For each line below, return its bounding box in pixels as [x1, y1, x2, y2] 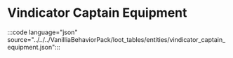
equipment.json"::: [7, 43, 61, 51]
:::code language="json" [7, 28, 78, 36]
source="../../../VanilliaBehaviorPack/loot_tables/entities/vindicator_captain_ [7, 35, 226, 43]
